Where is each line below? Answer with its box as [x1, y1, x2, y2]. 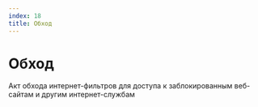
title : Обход [8, 19, 53, 28]
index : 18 [8, 11, 42, 20]
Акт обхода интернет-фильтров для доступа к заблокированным [8, 81, 233, 91]
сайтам [8, 90, 34, 100]
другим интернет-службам [41, 90, 136, 100]
